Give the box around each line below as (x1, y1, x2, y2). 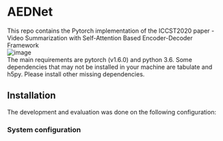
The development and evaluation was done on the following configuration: (7, 108, 217, 116)
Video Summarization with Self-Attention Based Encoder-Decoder (7, 33, 193, 42)
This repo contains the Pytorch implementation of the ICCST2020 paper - (7, 27, 215, 35)
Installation (7, 90, 56, 101)
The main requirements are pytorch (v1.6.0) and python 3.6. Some (7, 55, 193, 63)
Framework (7, 41, 39, 49)
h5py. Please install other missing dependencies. (7, 69, 145, 78)
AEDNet (7, 4, 53, 20)
